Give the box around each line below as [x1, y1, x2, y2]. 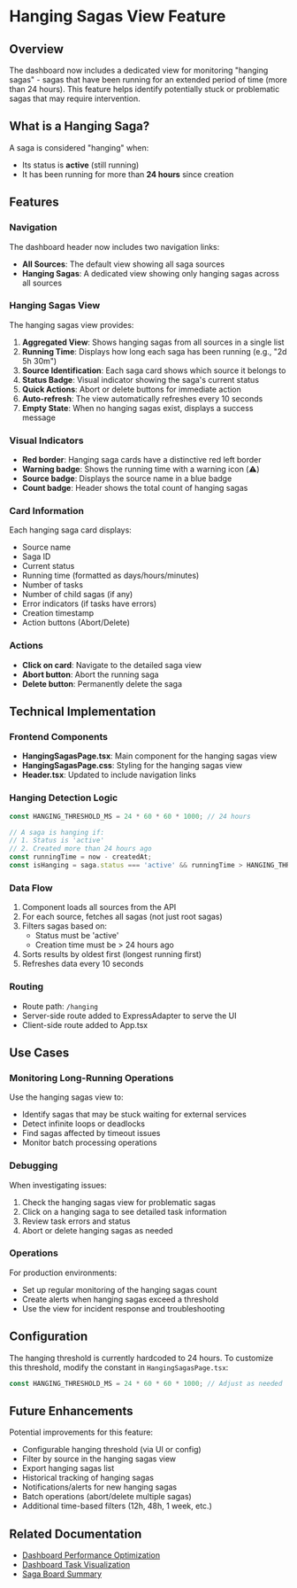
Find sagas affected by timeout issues [21, 1128, 161, 1139]
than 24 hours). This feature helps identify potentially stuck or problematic [9, 84, 280, 94]
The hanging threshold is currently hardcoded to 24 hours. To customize [9, 1352, 274, 1363]
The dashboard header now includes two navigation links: [9, 241, 220, 252]
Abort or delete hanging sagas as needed [21, 1225, 174, 1235]
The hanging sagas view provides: [9, 319, 134, 330]
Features [9, 195, 59, 210]
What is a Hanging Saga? [9, 119, 150, 134]
